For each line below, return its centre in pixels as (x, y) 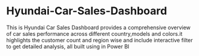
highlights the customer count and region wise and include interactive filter (100, 40)
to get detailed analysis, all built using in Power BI (68, 46)
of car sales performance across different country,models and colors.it (94, 33)
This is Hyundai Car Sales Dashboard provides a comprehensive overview (99, 27)
